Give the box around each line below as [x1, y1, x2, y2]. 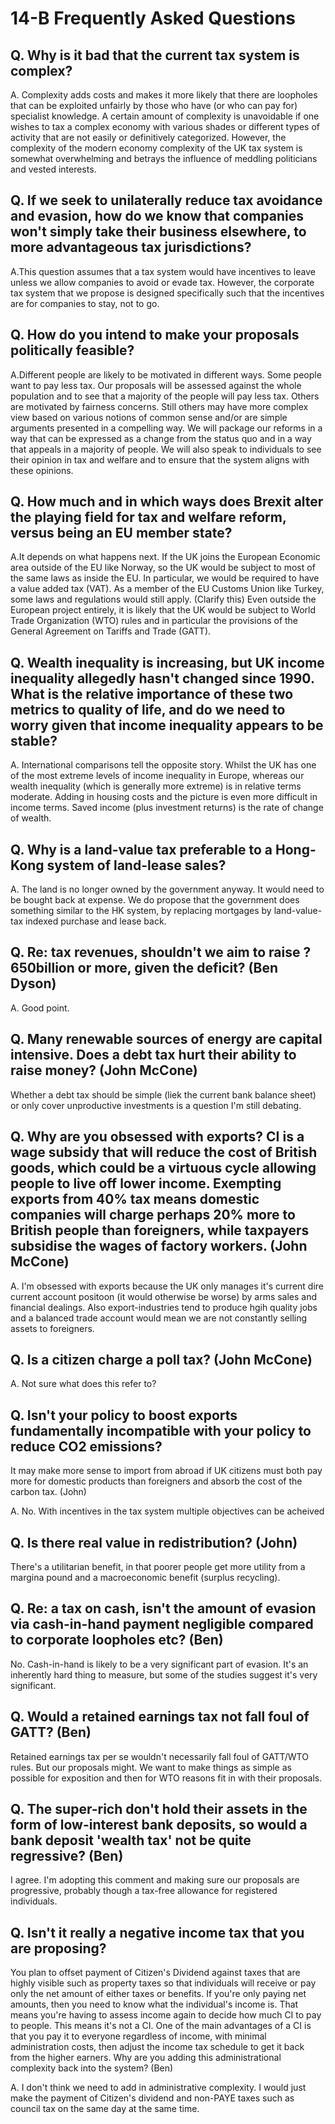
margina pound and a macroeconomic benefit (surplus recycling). [10, 1571, 281, 1583]
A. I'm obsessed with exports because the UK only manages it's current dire [10, 1280, 325, 1292]
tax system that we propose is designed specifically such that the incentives [10, 287, 325, 299]
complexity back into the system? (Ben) [10, 2062, 174, 2074]
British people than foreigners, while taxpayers [10, 1222, 310, 1239]
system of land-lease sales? [46, 857, 227, 874]
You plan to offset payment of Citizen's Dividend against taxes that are [10, 1967, 301, 1979]
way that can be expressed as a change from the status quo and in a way [10, 432, 312, 444]
